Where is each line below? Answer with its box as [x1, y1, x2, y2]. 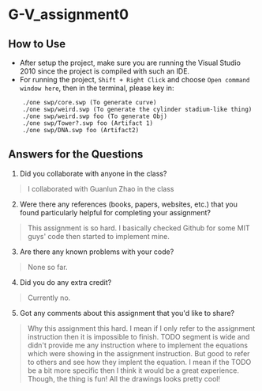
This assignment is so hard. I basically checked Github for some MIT [27, 223, 250, 233]
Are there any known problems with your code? [19, 247, 174, 256]
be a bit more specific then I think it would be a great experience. [27, 366, 239, 375]
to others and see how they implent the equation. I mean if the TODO [27, 357, 252, 366]
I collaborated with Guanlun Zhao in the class [27, 184, 174, 193]
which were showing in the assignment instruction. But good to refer [27, 348, 250, 358]
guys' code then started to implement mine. [27, 231, 170, 241]
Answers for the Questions [8, 148, 144, 161]
